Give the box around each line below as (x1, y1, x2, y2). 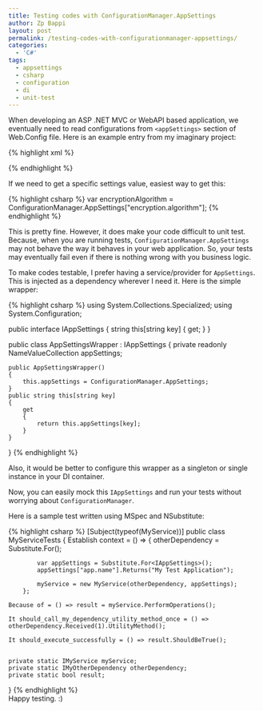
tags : (8, 57, 26, 65)
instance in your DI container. (8, 472, 106, 481)
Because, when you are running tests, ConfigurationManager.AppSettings (8, 235, 249, 245)
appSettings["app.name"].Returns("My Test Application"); (37, 566, 234, 574)
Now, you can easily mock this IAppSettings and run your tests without (8, 487, 242, 497)
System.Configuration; (8, 309, 82, 318)
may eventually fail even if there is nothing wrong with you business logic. (8, 253, 252, 262)
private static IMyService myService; (8, 657, 137, 665)
